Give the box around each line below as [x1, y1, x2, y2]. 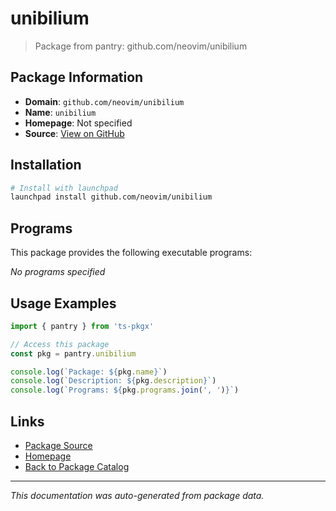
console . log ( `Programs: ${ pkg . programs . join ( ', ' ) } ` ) [10, 385, 240, 396]
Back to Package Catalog [24, 461, 130, 472]
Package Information [10, 69, 144, 86]
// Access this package [10, 339, 110, 349]
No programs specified [10, 266, 106, 278]
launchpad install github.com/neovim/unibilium [10, 192, 213, 202]
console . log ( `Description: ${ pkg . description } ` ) [10, 376, 217, 386]
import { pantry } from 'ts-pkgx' [10, 321, 155, 331]
